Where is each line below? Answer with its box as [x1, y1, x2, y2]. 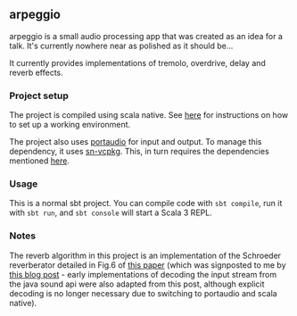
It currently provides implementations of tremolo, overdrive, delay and [9, 57, 266, 68]
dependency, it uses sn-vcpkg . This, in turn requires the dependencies [9, 146, 269, 157]
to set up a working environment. [9, 120, 131, 130]
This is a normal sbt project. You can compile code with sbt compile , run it [9, 198, 283, 209]
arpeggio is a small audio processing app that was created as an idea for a [9, 30, 283, 41]
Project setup [9, 89, 69, 102]
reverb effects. [9, 67, 64, 78]
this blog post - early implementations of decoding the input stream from [9, 269, 277, 279]
